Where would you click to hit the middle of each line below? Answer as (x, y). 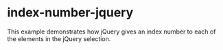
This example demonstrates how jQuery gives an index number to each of (111, 32)
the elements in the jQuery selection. (59, 38)
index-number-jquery (70, 13)
